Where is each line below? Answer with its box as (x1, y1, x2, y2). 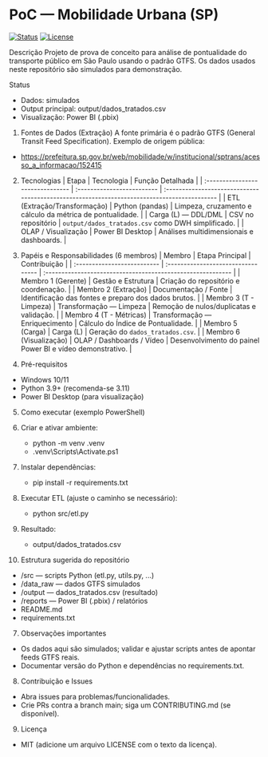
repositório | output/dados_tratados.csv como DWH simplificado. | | (20, 218, 244, 228)
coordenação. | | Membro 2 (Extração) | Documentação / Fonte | (20, 284, 233, 294)
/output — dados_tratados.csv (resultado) (20, 587, 159, 596)
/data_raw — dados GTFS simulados (20, 579, 141, 589)
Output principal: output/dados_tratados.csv (20, 104, 167, 113)
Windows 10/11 (20, 375, 69, 384)
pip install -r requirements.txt (32, 478, 128, 487)
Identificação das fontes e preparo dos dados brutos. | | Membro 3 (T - (20, 293, 254, 303)
